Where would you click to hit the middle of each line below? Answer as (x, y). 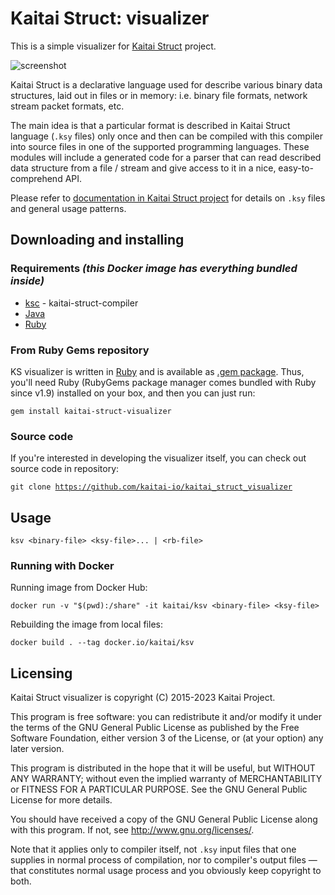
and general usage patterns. (68, 208)
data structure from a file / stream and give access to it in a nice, (143, 168)
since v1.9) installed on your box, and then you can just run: (133, 393)
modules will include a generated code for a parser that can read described (166, 157)
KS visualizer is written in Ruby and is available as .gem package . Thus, (157, 371)
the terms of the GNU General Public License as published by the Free (155, 728)
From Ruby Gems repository (80, 350)
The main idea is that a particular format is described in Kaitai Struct (150, 125)
